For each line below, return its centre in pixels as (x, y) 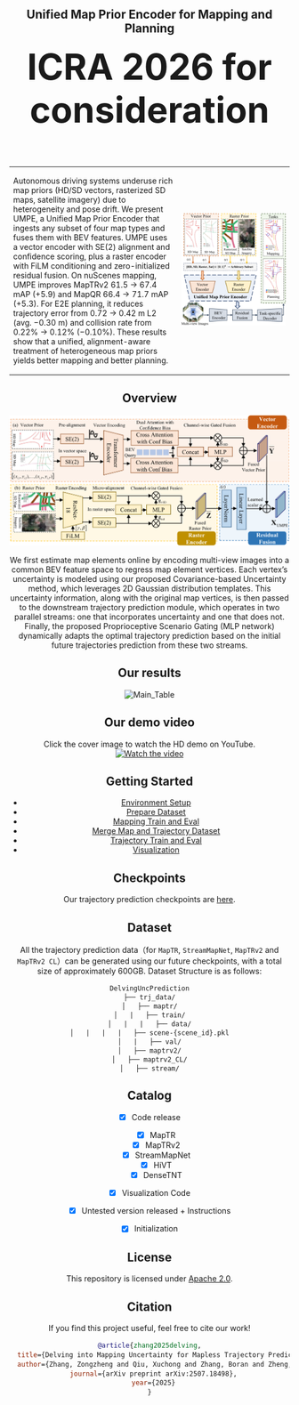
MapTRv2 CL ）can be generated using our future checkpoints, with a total (149, 961)
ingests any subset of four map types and (89, 228)
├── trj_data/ (149, 997)
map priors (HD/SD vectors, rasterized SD (89, 190)
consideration (149, 109)
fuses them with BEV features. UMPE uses (90, 237)
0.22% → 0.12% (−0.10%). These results (90, 332)
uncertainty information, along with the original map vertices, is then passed (149, 598)
